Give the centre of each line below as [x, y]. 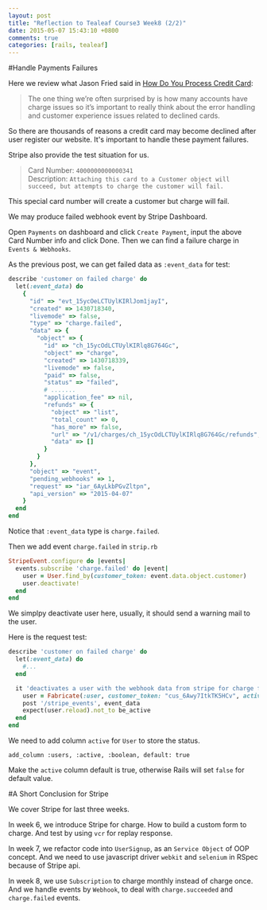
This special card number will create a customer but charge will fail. [119, 201]
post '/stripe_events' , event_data [81, 703]
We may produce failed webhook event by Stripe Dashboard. [108, 217]
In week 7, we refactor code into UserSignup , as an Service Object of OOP [129, 848]
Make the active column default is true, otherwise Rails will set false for [126, 770]
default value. [31, 778]
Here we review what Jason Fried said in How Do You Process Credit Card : [131, 84]
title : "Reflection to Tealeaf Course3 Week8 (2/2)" [97, 23]
